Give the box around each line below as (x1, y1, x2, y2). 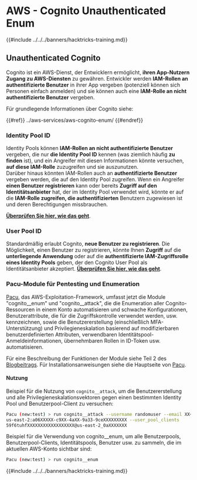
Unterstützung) (6, 325, 43, 332)
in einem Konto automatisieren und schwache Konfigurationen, (36, 306, 188, 313)
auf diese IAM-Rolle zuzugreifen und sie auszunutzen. (6, 164, 139, 171)
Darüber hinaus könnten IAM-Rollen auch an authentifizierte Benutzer (6, 169, 178, 177)
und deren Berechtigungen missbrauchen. (6, 201, 108, 208)
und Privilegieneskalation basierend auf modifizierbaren (43, 325, 179, 332)
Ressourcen (6, 306, 35, 313)
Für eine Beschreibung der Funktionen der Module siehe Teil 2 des (6, 355, 167, 362)
